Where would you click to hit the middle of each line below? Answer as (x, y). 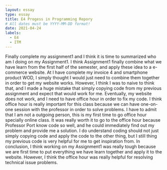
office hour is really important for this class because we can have (72, 104)
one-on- (149, 104)
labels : (13, 33)
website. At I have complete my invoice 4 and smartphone (88, 72)
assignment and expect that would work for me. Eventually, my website (78, 93)
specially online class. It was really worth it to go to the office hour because (83, 120)
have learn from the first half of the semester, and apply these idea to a (78, 67)
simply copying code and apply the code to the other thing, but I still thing (81, 136)
